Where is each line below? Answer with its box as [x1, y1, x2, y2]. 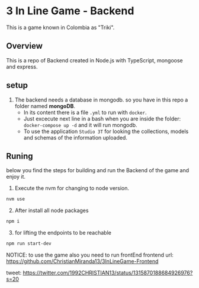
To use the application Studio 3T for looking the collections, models [23, 128, 189, 135]
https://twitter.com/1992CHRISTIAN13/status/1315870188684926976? [23, 269, 193, 276]
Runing [6, 151, 33, 161]
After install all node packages [14, 207, 89, 214]
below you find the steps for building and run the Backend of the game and [6, 167, 190, 174]
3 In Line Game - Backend [6, 4, 134, 18]
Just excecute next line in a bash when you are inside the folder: [23, 115, 181, 122]
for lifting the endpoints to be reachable [14, 229, 111, 236]
